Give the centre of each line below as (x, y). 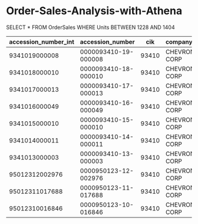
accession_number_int (42, 41)
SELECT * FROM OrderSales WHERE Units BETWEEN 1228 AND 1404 (90, 27)
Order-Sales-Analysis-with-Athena (94, 11)
